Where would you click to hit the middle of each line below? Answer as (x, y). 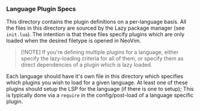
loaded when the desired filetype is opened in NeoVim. (74, 41)
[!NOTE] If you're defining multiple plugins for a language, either (100, 52)
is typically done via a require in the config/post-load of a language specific (100, 95)
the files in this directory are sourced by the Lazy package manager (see (96, 28)
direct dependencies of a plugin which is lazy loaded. (86, 65)
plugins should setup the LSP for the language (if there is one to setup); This (100, 89)
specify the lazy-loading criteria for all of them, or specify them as (102, 59)
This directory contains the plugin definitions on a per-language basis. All (96, 22)
